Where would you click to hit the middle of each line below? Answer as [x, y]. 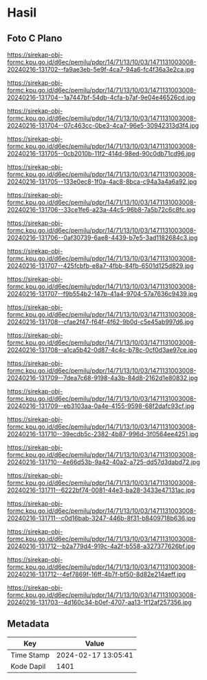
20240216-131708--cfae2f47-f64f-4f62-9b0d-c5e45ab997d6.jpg [100, 322]
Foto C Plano [35, 38]
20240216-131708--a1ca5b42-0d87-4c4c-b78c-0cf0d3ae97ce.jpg [102, 350]
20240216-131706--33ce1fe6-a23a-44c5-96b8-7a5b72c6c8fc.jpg [101, 210]
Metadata [28, 624]
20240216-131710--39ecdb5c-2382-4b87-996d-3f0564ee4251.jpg [103, 434]
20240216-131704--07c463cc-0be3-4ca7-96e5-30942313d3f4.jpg [103, 125]
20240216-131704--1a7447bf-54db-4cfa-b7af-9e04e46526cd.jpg [101, 97]
